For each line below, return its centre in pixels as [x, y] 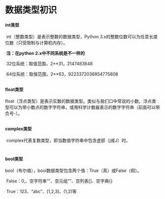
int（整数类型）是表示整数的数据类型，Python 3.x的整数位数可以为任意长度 [82, 37]
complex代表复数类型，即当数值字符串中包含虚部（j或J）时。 [68, 141]
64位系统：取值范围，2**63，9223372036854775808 [62, 74]
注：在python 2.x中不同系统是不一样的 [45, 53]
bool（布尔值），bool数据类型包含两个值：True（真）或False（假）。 [73, 171]
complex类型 [18, 129]
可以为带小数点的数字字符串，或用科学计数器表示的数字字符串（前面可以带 [84, 107]
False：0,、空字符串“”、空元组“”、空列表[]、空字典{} [59, 181]
